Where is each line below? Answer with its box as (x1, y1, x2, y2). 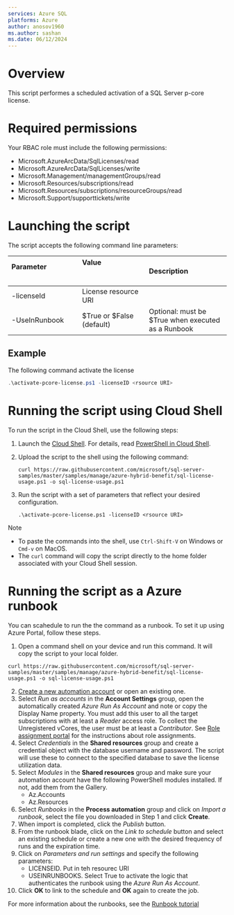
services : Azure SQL (8, 10, 68, 17)
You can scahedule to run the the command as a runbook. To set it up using (8, 621, 225, 629)
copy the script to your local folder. (17, 649, 119, 657)
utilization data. (17, 761, 62, 769)
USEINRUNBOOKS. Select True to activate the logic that (28, 871, 188, 880)
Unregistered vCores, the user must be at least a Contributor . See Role (17, 723, 221, 732)
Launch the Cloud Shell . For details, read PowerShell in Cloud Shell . (17, 439, 211, 448)
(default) (81, 319, 110, 329)
